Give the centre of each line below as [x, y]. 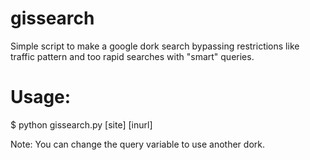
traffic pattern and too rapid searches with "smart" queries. [132, 56]
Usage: [41, 97]
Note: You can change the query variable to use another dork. [137, 144]
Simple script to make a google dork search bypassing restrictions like [155, 46]
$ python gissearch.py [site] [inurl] [81, 124]
